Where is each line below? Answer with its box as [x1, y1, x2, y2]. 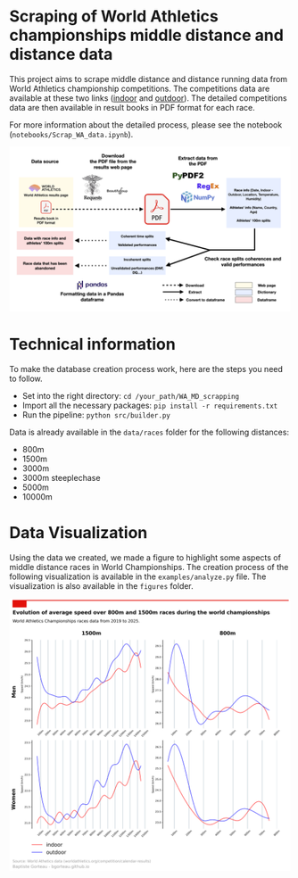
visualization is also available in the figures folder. [9, 581, 194, 592]
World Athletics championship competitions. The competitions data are [9, 83, 270, 94]
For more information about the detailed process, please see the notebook [9, 119, 283, 130]
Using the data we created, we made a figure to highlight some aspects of [9, 552, 281, 563]
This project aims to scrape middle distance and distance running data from [9, 73, 288, 84]
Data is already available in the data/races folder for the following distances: [9, 427, 290, 438]
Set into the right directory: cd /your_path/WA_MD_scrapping [21, 391, 239, 402]
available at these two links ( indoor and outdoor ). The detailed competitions [9, 92, 287, 104]
